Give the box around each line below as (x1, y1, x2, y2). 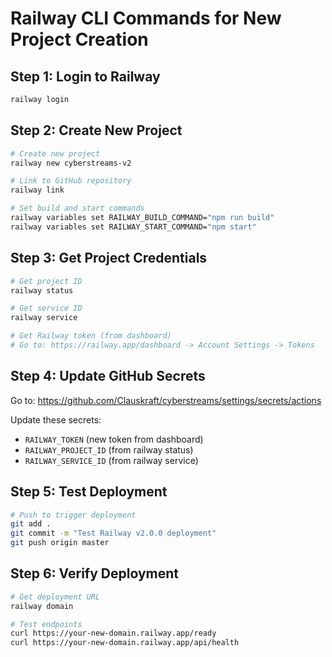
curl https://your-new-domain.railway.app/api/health (10, 638, 240, 648)
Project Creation (10, 28, 149, 51)
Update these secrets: (10, 413, 102, 426)
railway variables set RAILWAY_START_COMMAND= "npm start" (10, 222, 257, 232)
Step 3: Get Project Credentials (10, 250, 208, 267)
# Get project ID (10, 276, 83, 286)
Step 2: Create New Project (10, 122, 183, 139)
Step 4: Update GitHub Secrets (10, 368, 206, 385)
